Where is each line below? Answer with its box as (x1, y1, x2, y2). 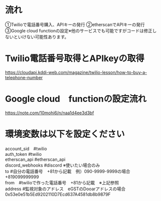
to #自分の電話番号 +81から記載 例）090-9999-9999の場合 (5, 168, 130, 174)
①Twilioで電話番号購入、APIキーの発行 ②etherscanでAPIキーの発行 (5, 22, 145, 27)
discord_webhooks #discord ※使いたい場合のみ (5, 162, 100, 168)
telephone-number (5, 75, 43, 80)
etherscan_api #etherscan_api (5, 156, 66, 162)
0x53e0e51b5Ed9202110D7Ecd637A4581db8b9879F (5, 191, 111, 197)
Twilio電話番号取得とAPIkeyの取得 (5, 53, 145, 64)
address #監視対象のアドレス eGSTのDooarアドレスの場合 (5, 186, 126, 192)
